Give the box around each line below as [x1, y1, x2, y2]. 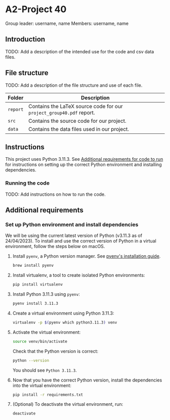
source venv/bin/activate [12, 339, 67, 344]
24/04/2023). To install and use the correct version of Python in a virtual [5, 238, 157, 244]
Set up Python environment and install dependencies [5, 221, 139, 228]
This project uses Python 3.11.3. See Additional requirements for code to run [5, 156, 163, 162]
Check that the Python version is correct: [12, 348, 99, 354]
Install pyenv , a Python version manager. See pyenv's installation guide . [12, 253, 161, 259]
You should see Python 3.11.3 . [12, 367, 77, 373]
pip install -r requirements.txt [12, 392, 83, 397]
